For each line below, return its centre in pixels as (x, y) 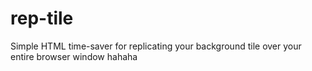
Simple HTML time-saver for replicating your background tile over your (156, 46)
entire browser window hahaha (74, 56)
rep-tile (42, 18)
